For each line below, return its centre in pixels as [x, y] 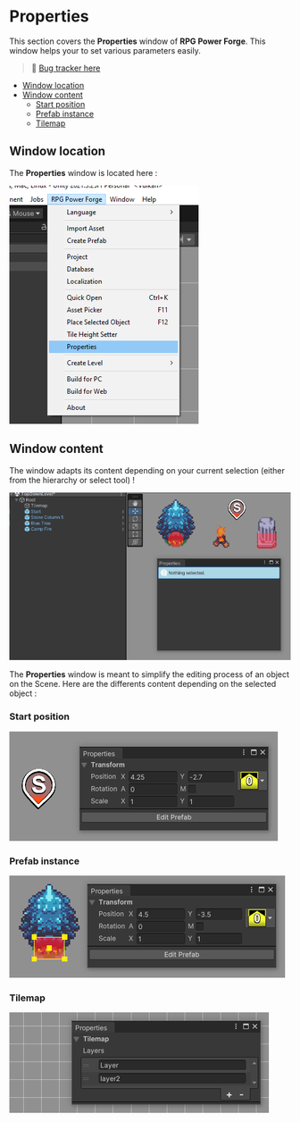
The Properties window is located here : [83, 172]
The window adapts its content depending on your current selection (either [147, 470]
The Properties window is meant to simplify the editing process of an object [150, 674]
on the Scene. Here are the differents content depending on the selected [143, 684]
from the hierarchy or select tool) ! [72, 480]
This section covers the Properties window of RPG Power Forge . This [137, 41]
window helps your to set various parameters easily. [105, 50]
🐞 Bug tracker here [66, 68]
